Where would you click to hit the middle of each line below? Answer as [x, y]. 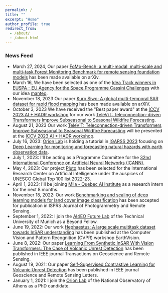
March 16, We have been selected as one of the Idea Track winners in [84, 83]
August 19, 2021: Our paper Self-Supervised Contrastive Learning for [84, 264]
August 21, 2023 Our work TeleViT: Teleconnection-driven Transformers [87, 125]
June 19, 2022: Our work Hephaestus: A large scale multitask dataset [84, 227]
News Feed [19, 55]
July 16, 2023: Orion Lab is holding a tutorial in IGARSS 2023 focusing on [88, 141]
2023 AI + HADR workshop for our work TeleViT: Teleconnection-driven [87, 115]
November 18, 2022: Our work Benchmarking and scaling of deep [80, 195]
